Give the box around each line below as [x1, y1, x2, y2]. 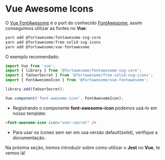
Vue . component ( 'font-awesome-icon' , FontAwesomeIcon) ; [5, 96, 124, 101]
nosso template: [12, 110, 47, 116]
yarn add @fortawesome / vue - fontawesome [5, 44, 90, 50]
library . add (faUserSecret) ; [5, 87, 65, 92]
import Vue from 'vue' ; [5, 63, 56, 68]
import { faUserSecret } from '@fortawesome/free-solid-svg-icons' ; [5, 73, 153, 78]
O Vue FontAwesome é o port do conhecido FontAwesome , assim [5, 20, 143, 26]
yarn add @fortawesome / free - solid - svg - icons [5, 39, 101, 45]
